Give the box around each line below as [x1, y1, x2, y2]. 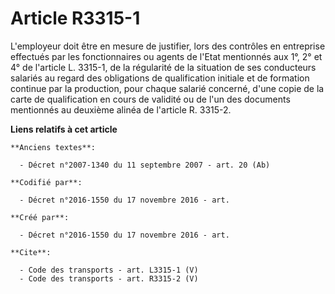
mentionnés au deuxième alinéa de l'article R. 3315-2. [10, 103, 232, 116]
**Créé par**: [10, 212, 70, 222]
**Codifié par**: [10, 177, 83, 187]
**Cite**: [10, 247, 52, 257]
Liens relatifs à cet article [10, 123, 118, 135]
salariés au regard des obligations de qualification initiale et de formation [10, 72, 310, 84]
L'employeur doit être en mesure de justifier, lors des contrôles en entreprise [10, 40, 326, 52]
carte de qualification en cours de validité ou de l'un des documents [10, 93, 291, 105]
